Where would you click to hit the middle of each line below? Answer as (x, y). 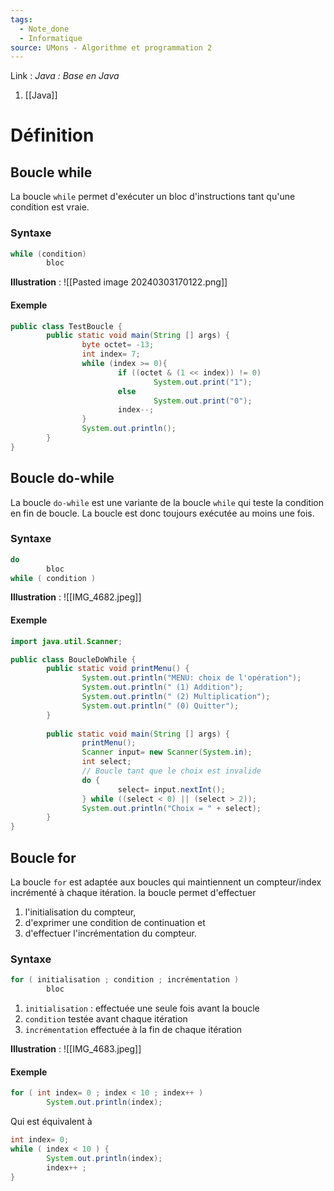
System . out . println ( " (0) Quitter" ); (160, 706)
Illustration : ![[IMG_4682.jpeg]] (76, 597)
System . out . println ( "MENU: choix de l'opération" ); (191, 678)
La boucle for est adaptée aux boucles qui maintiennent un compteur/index (166, 882)
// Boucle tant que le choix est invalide (171, 771)
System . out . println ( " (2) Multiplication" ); (176, 697)
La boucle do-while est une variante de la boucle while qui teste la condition (167, 502)
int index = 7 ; (111, 354)
